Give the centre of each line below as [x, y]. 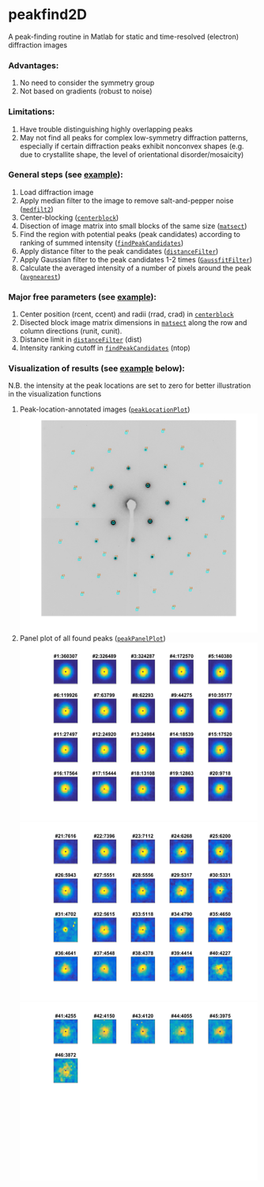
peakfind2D [48, 15]
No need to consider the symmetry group [87, 83]
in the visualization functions [55, 394]
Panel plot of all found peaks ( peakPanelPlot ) [92, 638]
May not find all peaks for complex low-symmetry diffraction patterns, [134, 137]
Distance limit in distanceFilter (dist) [81, 339]
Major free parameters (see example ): [82, 297]
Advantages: [34, 65]
